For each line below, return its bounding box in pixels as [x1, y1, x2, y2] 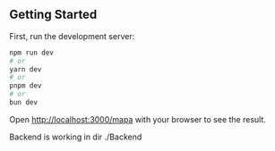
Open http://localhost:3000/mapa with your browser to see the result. [9, 113, 267, 124]
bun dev [9, 98, 39, 107]
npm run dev [9, 48, 54, 57]
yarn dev [9, 64, 42, 74]
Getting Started [9, 7, 98, 22]
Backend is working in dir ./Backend [9, 131, 142, 142]
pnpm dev [9, 81, 42, 90]
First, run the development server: [9, 30, 135, 41]
